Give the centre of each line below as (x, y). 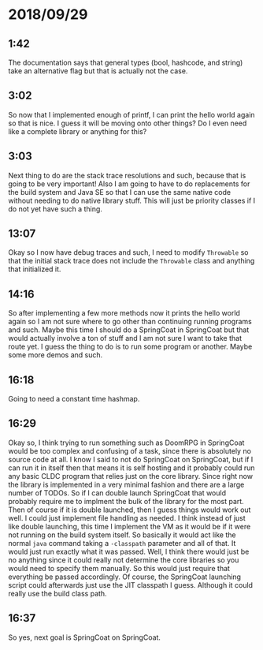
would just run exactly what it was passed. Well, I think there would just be (129, 551)
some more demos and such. (56, 355)
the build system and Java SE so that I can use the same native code (119, 192)
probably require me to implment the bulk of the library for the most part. (126, 501)
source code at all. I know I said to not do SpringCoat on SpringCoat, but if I (131, 459)
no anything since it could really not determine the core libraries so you (124, 560)
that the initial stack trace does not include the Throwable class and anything (131, 261)
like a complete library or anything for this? (78, 131)
